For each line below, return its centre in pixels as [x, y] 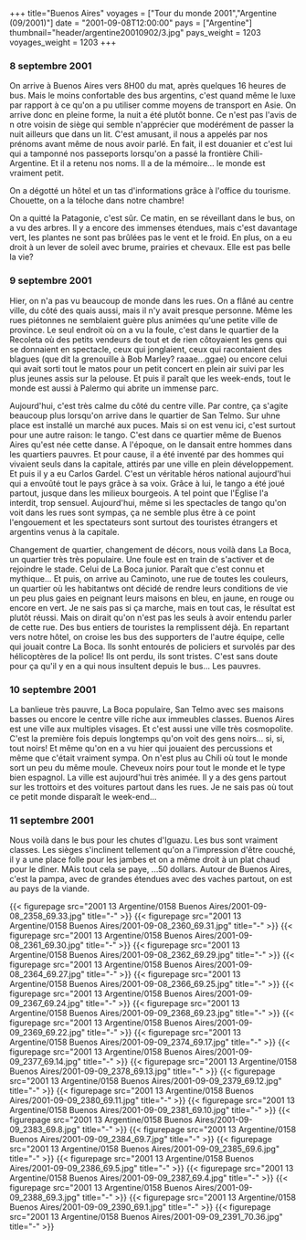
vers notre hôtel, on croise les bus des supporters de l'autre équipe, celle [147, 636]
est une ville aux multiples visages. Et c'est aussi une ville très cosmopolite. [152, 729]
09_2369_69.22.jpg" [47, 1033]
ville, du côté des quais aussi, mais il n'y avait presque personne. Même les [151, 310]
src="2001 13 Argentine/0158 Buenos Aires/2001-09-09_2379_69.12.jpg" [146, 1081]
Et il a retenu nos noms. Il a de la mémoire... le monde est [158, 163]
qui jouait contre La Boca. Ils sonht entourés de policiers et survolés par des [153, 646]
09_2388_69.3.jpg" [45, 1198]
